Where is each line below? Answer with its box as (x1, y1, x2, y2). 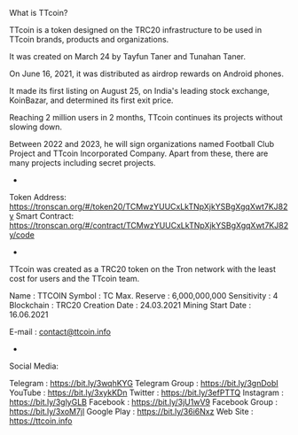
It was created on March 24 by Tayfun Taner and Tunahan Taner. (9, 51, 247, 61)
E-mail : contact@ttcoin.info (9, 327, 111, 337)
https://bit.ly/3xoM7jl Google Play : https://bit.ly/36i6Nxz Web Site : (9, 407, 255, 416)
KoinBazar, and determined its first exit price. (9, 95, 174, 105)
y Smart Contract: (9, 211, 74, 221)
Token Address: (9, 192, 67, 202)
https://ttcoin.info (9, 416, 73, 426)
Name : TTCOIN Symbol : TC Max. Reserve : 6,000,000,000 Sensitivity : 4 (9, 291, 278, 300)
